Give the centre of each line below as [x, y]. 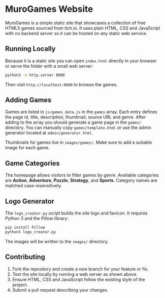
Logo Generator [30, 201]
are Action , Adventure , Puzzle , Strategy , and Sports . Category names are [81, 180]
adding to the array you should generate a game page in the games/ [73, 123]
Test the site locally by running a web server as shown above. [75, 274]
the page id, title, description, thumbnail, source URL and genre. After [76, 117]
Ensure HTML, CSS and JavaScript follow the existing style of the [79, 279]
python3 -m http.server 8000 [35, 75]
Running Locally [30, 49]
